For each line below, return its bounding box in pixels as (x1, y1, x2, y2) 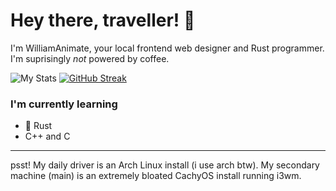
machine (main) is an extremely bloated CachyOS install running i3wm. (10, 170, 302, 182)
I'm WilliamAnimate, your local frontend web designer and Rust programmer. (10, 42, 325, 54)
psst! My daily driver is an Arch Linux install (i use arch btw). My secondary (10, 159, 320, 171)
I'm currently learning (10, 97, 118, 111)
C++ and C (24, 130, 71, 143)
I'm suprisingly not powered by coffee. (10, 52, 170, 64)
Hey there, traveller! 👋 (10, 9, 196, 32)
